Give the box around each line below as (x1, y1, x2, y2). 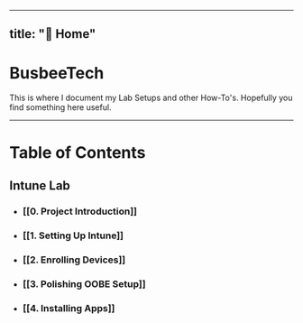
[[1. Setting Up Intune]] (22, 229, 124, 242)
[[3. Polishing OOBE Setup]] (22, 277, 146, 290)
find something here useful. (9, 102, 112, 113)
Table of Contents (9, 142, 146, 162)
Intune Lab (9, 178, 70, 193)
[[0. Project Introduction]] (22, 205, 138, 217)
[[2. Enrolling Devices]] (22, 254, 126, 266)
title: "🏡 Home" (9, 26, 96, 42)
